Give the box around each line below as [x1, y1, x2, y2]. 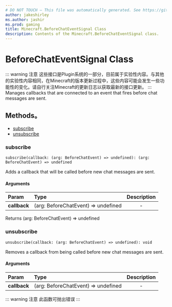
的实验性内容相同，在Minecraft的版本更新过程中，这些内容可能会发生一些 [5, 78, 160, 84]
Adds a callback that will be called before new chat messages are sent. [5, 169, 155, 175]
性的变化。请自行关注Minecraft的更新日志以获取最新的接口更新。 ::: [9, 84, 152, 90]
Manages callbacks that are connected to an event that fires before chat [5, 89, 158, 95]
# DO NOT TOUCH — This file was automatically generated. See [5, 7, 141, 13]
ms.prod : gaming [5, 22, 40, 27]
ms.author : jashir [5, 17, 45, 22]
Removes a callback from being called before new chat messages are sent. [5, 248, 164, 255]
